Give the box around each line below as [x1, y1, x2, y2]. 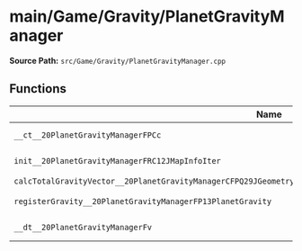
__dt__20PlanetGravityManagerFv [13, 222, 153, 232]
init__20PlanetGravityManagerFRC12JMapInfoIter [13, 156, 222, 166]
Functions [9, 81, 67, 96]
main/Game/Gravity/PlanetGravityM [9, 6, 285, 27]
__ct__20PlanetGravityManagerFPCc [13, 130, 162, 140]
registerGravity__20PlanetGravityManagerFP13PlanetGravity [13, 196, 272, 206]
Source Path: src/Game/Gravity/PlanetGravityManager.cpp [9, 55, 226, 66]
